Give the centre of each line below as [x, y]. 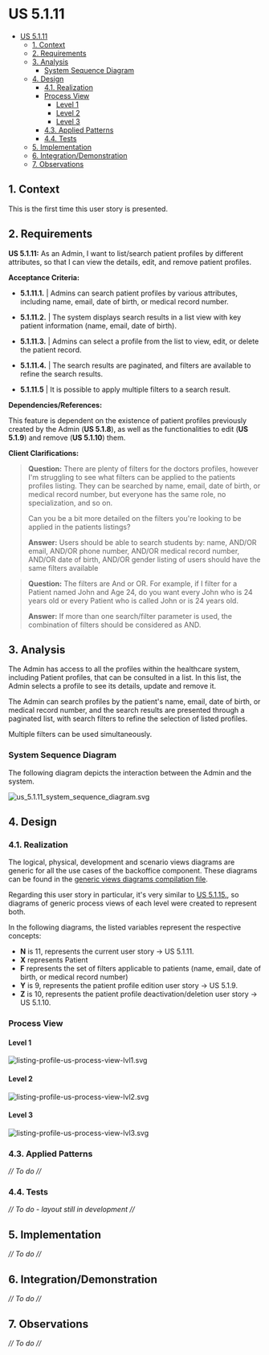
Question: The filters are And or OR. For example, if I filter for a [132, 584]
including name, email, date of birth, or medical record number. [124, 301]
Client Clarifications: [43, 453]
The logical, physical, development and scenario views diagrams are [122, 862]
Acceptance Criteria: [44, 277]
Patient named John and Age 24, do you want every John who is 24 [140, 592]
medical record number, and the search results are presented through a [126, 710]
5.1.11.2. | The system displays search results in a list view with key [130, 317]
